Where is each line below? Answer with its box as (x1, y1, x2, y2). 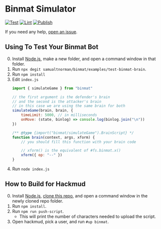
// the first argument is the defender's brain (12, 95, 110, 99)
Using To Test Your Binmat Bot (5, 43, 98, 51)
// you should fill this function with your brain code (21, 139, 136, 144)
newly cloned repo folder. (12, 198, 64, 204)
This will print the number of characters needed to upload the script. (19, 213, 156, 219)
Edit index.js (12, 76, 39, 82)
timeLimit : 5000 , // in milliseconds (21, 113, 97, 117)
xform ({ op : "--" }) (21, 153, 63, 158)
